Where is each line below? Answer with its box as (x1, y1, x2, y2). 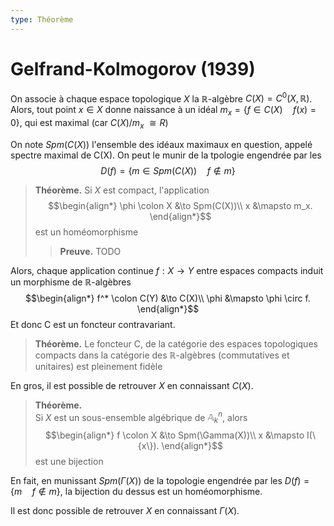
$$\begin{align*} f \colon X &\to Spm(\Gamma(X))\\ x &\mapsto (44, 429, 305, 441)
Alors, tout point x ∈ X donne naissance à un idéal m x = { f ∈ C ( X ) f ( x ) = (10, 104, 317, 118)
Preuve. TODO (59, 245, 122, 257)
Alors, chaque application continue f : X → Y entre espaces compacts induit (10, 264, 324, 276)
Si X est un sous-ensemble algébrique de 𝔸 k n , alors (34, 409, 248, 426)
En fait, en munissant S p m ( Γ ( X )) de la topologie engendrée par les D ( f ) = (10, 475, 310, 487)
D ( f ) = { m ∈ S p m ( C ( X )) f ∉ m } (100, 164, 236, 176)
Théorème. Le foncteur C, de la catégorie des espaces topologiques (34, 337, 318, 350)
